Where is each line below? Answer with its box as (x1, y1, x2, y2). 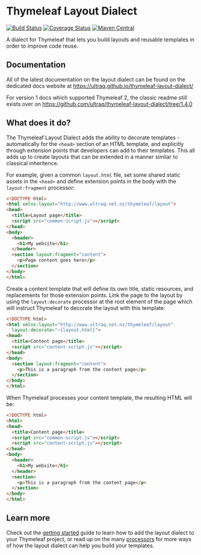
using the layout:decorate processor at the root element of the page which (6, 297, 193, 305)
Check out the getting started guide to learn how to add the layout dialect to (6, 529, 194, 536)
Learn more (6, 513, 51, 523)
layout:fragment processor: (6, 184, 75, 191)
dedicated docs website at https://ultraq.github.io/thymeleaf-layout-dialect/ (6, 82, 194, 89)
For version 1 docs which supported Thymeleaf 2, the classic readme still (6, 94, 187, 101)
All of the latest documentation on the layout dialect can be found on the (6, 75, 185, 83)
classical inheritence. (6, 159, 59, 166)
